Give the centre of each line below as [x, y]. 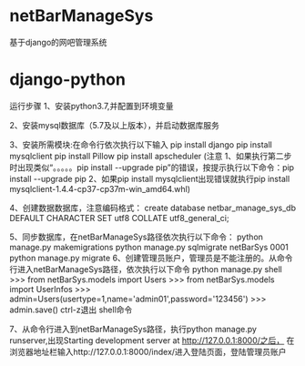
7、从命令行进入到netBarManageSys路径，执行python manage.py [133, 329]
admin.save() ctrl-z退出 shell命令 [71, 310]
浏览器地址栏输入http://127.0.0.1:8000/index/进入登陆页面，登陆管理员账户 [148, 351]
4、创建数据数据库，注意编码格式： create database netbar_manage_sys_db [153, 208]
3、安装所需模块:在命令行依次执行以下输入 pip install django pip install [141, 144]
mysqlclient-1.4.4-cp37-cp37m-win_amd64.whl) [100, 188]
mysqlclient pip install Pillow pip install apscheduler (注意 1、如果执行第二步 [151, 156]
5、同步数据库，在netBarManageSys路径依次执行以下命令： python [137, 237]
